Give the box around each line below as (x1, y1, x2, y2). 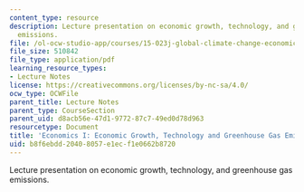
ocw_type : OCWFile (9, 89, 79, 98)
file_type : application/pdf (9, 55, 116, 64)
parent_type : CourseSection (9, 106, 116, 115)
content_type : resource (9, 13, 100, 23)
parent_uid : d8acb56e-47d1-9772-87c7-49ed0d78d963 (9, 114, 204, 123)
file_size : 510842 (9, 47, 79, 56)
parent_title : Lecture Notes (9, 97, 119, 107)
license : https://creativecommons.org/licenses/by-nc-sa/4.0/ (9, 81, 249, 90)
